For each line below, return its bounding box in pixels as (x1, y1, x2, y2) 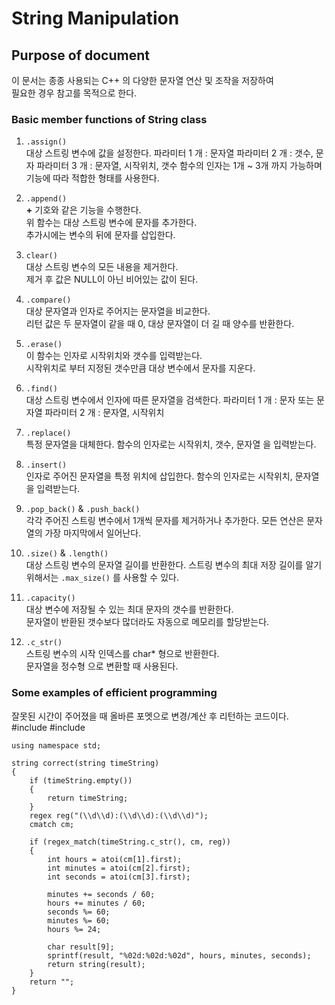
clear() (25, 251, 58, 261)
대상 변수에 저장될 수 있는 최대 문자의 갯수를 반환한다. (25, 603, 234, 616)
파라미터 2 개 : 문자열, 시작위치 (44, 407, 165, 419)
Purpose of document (11, 47, 150, 64)
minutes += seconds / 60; (47, 889, 156, 899)
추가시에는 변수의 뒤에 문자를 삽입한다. (25, 229, 176, 241)
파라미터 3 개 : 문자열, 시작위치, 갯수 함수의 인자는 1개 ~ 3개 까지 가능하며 (36, 160, 323, 172)
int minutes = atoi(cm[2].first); (47, 863, 191, 873)
